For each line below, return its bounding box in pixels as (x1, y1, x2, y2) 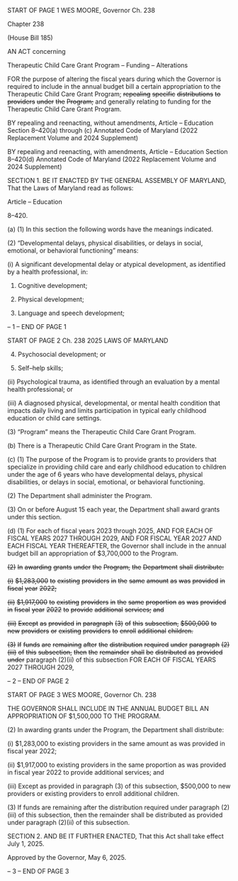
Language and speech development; (17, 309, 125, 317)
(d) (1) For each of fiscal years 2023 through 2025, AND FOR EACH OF (7, 526, 214, 535)
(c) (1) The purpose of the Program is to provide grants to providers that (7, 455, 217, 463)
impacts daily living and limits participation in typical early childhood (7, 406, 207, 414)
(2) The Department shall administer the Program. (7, 492, 152, 499)
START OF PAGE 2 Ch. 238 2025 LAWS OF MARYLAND (7, 336, 169, 345)
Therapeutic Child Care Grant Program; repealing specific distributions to (7, 90, 221, 98)
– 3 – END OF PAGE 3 (7, 867, 69, 875)
